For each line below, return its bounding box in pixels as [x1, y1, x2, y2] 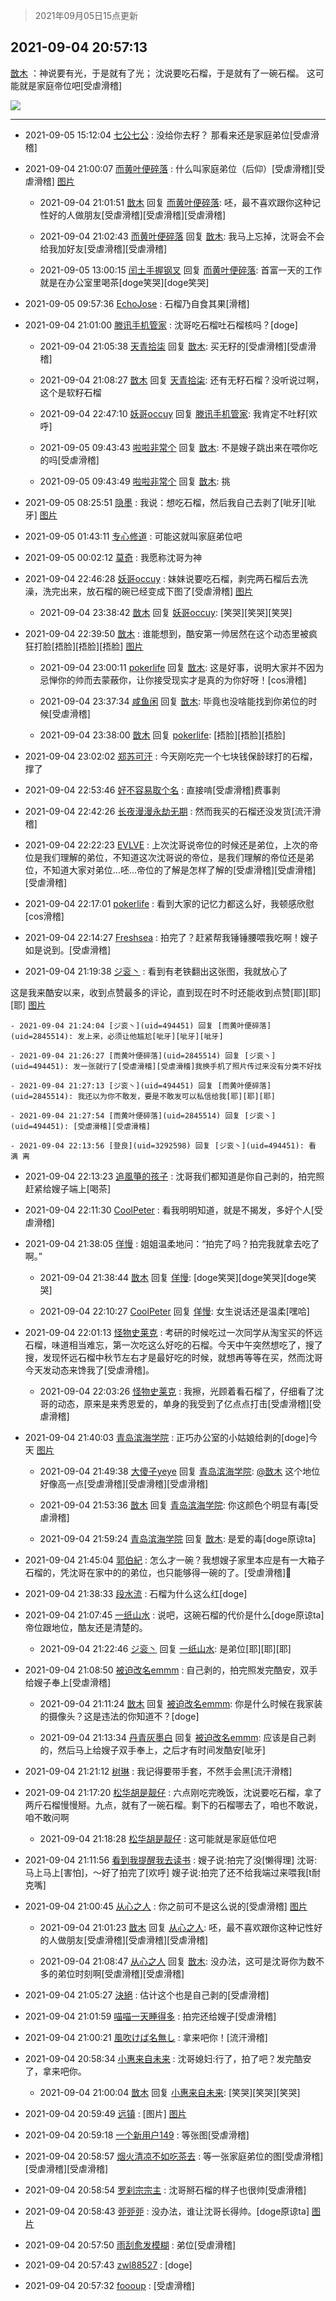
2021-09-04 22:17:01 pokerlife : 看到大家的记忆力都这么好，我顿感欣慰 [24, 897, 315, 909]
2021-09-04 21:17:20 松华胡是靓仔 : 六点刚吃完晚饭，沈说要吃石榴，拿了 [24, 1786, 323, 1798]
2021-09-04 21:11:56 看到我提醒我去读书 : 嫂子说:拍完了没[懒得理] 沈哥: [24, 1854, 318, 1866]
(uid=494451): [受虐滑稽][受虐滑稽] [10, 1121, 151, 1131]
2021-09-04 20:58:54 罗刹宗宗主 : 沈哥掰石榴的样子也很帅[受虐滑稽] [24, 2184, 307, 2196]
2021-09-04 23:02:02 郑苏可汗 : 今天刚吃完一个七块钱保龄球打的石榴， [24, 750, 318, 762]
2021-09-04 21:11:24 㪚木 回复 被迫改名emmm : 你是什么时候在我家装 [39, 1697, 323, 1709]
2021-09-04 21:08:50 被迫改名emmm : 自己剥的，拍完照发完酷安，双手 [24, 1664, 318, 1676]
